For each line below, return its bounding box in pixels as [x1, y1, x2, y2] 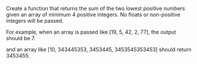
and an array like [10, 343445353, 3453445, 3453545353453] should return [6, 46, 192, 53]
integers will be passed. [6, 17, 64, 24]
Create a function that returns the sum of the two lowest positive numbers [6, 5, 185, 12]
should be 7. [6, 35, 36, 41]
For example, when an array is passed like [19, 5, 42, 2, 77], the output [6, 29, 176, 35]
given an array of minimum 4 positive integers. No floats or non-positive [6, 11, 181, 18]
